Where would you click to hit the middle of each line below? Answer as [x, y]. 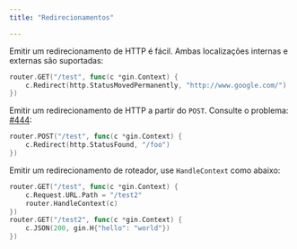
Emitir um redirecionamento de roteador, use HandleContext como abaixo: [145, 170]
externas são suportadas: [57, 60]
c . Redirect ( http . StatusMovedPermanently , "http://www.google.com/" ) [156, 85]
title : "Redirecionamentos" [62, 17]
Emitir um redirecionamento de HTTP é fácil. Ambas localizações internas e [149, 51]
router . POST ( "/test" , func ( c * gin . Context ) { [96, 137]
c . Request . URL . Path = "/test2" [84, 195]
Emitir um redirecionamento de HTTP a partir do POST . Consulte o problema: [149, 111]
